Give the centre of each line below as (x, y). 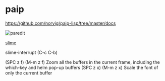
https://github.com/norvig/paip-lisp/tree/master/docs (61, 23)
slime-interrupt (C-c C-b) (32, 52)
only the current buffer (29, 73)
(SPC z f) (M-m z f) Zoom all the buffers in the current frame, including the (82, 62)
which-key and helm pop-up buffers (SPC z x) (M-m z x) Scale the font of (82, 67)
